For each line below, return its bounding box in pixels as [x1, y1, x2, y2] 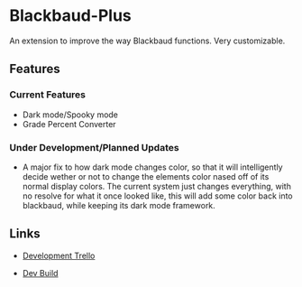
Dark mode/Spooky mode [22, 109, 119, 120]
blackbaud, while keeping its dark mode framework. [22, 199, 216, 210]
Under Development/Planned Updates [9, 141, 179, 153]
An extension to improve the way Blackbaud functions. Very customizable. [9, 35, 286, 46]
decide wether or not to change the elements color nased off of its [22, 171, 270, 181]
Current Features [9, 88, 87, 101]
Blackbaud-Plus [9, 5, 133, 26]
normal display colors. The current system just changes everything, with [22, 181, 291, 191]
